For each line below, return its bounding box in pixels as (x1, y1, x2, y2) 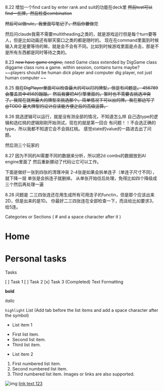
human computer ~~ (5, 75, 46, 81)
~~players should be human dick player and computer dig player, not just (5, 70, 152, 75)
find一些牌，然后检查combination (5, 10, 72, 16)
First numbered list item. (12, 361, 61, 367)
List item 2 (12, 351, 33, 357)
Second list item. (12, 337, 46, 343)
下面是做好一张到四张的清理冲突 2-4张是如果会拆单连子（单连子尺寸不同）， (5, 169, 157, 175)
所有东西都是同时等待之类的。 (9, 49, 69, 55)
